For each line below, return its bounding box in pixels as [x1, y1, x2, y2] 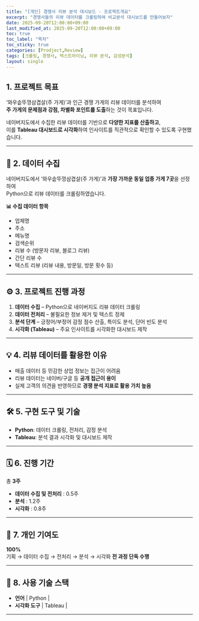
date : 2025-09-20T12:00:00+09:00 [6, 20, 89, 26]
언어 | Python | [14, 595, 50, 601]
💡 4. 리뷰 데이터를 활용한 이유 [6, 350, 107, 360]
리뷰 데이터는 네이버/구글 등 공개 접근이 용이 [14, 374, 116, 382]
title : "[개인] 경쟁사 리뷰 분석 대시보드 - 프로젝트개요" [6, 8, 131, 15]
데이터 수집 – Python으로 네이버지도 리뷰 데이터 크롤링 [14, 303, 140, 310]
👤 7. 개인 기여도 [6, 529, 59, 540]
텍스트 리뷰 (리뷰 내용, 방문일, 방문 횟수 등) [14, 262, 114, 269]
